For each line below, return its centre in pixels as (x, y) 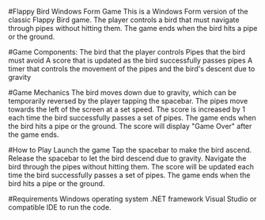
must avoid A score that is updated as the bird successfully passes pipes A (131, 60)
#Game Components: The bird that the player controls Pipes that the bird (127, 52)
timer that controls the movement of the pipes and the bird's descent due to (132, 69)
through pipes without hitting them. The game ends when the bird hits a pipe (133, 28)
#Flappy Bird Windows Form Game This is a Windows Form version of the (128, 11)
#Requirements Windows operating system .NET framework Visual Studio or (132, 199)
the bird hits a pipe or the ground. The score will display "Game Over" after (130, 126)
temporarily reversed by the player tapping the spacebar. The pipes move (128, 101)
